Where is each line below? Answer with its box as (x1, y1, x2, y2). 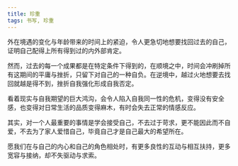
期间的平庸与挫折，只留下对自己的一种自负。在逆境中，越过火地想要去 (19, 70, 225, 79)
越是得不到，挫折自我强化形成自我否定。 (19, 79, 138, 87)
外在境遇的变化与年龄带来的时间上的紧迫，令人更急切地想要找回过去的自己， (7, 37, 231, 46)
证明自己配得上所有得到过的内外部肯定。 (7, 46, 125, 55)
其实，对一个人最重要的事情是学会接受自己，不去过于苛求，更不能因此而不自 (7, 118, 231, 126)
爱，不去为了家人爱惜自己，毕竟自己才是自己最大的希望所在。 (7, 127, 188, 135)
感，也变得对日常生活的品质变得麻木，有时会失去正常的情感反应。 (7, 103, 200, 111)
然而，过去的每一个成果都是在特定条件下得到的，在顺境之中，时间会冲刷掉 (7, 61, 225, 70)
